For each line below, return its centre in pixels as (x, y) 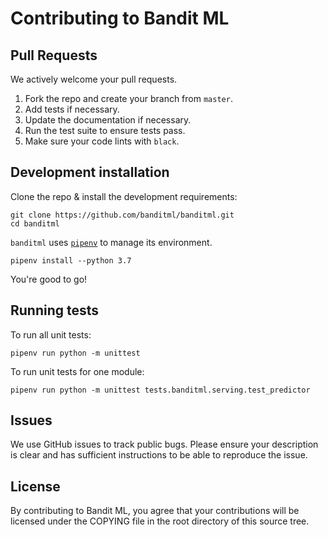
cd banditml (35, 223)
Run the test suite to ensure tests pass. (105, 130)
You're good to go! (49, 279)
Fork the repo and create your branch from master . (128, 98)
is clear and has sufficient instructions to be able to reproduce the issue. (159, 455)
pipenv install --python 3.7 (71, 260)
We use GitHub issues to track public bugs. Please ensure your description (164, 444)
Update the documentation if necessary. (108, 120)
